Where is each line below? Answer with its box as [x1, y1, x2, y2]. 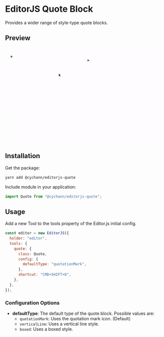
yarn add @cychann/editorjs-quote [5, 175, 76, 180]
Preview [5, 34, 31, 42]
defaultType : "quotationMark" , [23, 262, 87, 267]
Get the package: [5, 165, 40, 170]
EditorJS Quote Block [5, 3, 93, 15]
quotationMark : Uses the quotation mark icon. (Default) [19, 316, 131, 322]
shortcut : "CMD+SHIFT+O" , [18, 272, 71, 277]
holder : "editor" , [9, 236, 48, 241]
